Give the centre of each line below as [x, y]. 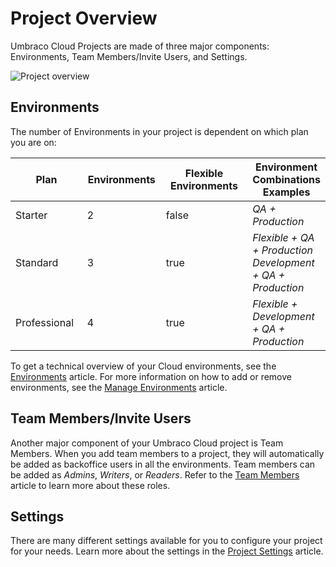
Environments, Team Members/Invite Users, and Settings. [129, 56]
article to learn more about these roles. [90, 485]
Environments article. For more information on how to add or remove [151, 376]
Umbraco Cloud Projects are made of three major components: [140, 46]
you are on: [33, 142]
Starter [31, 215]
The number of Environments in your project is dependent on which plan [159, 131]
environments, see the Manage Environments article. [119, 387]
